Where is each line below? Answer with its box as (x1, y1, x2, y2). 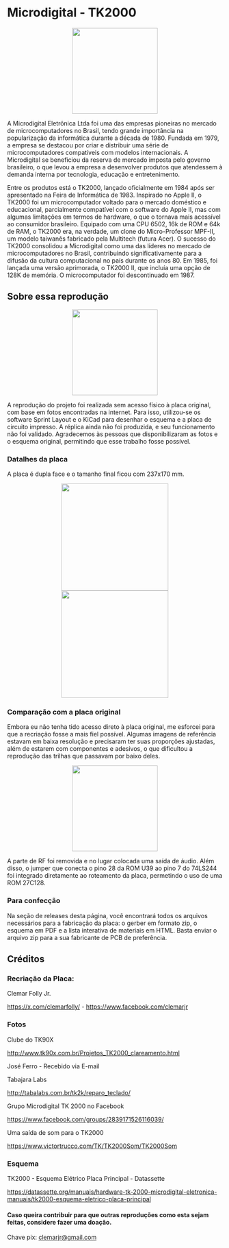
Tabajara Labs (7, 1075, 47, 1083)
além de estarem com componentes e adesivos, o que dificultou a (7, 745, 193, 753)
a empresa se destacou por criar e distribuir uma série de (7, 141, 169, 149)
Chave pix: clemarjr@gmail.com (7, 1233, 97, 1242)
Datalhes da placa (7, 454, 68, 464)
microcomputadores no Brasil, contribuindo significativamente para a (7, 249, 202, 257)
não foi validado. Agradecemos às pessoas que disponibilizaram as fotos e (7, 430, 218, 438)
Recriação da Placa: (7, 974, 75, 983)
